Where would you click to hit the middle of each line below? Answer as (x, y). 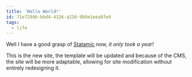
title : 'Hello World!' (34, 11)
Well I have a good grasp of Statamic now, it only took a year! (80, 44)
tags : (13, 22)
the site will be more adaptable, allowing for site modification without (89, 62)
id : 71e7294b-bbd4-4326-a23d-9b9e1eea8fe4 (59, 17)
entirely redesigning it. (33, 68)
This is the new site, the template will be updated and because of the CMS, (96, 55)
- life (19, 28)
